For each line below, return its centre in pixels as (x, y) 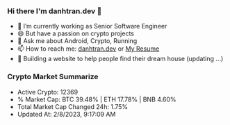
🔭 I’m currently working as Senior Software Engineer (92, 26)
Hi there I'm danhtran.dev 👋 (55, 11)
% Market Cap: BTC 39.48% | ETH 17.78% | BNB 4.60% (97, 99)
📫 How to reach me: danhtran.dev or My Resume (88, 49)
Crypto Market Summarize (53, 77)
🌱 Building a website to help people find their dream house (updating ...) (120, 59)
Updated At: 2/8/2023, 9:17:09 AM (66, 114)
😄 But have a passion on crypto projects (75, 33)
